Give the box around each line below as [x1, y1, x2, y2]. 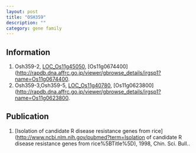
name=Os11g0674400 [14, 75, 68, 83]
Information [6, 47, 51, 57]
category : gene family [6, 25, 62, 31]
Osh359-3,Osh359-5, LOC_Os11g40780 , [14, 82, 112, 89]
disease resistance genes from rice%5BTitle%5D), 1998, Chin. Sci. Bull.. [14, 140, 190, 147]
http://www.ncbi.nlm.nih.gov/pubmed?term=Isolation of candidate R [17, 133, 182, 141]
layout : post [6, 8, 38, 15]
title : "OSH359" [6, 14, 46, 20]
